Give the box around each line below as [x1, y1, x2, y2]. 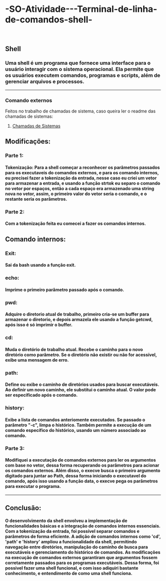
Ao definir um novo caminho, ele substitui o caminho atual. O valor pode [5, 387, 156, 393]
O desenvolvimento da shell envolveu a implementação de [5, 518, 127, 524]
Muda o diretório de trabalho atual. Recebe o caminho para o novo [5, 346, 143, 352]
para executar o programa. [5, 483, 61, 489]
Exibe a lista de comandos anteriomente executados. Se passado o [5, 417, 146, 423]
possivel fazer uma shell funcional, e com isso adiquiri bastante [5, 565, 138, 571]
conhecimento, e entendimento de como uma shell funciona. [5, 570, 132, 576]
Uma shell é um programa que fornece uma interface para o [5, 59, 151, 66]
